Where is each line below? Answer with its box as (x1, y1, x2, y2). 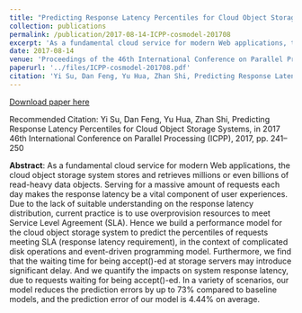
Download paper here (9, 96, 90, 107)
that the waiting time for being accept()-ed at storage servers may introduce (9, 255, 292, 266)
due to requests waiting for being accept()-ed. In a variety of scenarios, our (9, 274, 289, 285)
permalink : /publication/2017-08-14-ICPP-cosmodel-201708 (9, 30, 231, 39)
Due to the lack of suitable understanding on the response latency (9, 198, 254, 209)
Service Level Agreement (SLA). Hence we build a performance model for (9, 217, 283, 228)
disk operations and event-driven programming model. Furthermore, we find (9, 246, 292, 256)
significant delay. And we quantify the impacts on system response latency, (9, 264, 289, 275)
